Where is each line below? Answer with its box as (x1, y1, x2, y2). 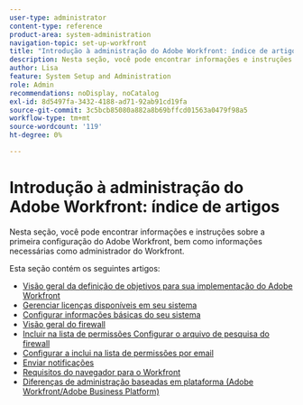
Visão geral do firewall (22, 318, 106, 329)
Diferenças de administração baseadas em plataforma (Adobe (22, 376, 254, 387)
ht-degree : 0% (9, 131, 63, 140)
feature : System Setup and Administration (9, 72, 171, 81)
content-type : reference (9, 22, 103, 31)
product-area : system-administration (9, 30, 151, 39)
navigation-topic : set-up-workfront (9, 38, 147, 48)
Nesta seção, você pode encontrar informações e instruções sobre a (9, 226, 266, 237)
